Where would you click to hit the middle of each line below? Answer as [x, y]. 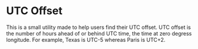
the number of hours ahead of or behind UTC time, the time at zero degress [99, 33]
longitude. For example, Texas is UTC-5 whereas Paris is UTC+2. [86, 40]
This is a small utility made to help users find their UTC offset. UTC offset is [98, 27]
